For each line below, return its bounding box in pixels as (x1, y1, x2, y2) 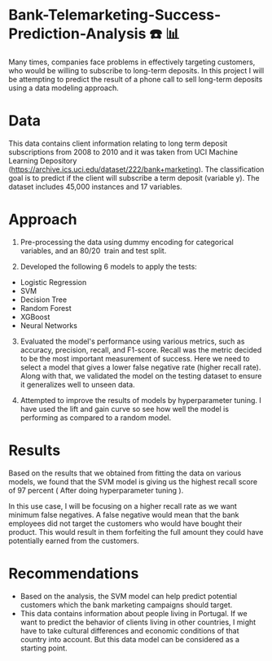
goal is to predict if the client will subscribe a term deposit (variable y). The (8, 173, 260, 182)
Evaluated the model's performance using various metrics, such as (20, 336, 245, 346)
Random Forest (20, 303, 72, 313)
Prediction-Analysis (8, 24, 147, 43)
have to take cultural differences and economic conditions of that (20, 625, 239, 636)
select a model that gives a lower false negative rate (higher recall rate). (20, 362, 261, 372)
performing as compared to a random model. (20, 413, 172, 422)
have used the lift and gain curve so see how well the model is (20, 404, 230, 414)
